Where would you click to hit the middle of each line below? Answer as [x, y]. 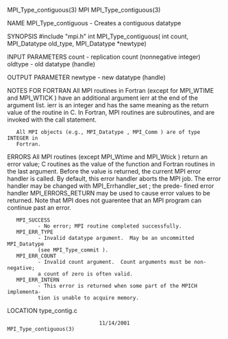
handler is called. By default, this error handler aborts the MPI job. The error [114, 178]
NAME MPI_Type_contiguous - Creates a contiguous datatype [94, 23]
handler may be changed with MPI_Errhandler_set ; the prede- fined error [111, 186]
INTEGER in [23, 138]
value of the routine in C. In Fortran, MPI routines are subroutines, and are [111, 112]
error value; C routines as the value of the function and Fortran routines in [111, 164]
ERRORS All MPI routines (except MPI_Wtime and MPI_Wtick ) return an [107, 157]
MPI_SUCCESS [33, 220]
